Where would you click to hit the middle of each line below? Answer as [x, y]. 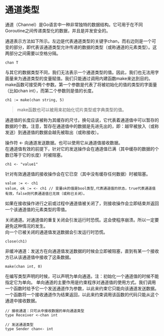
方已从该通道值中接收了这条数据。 [39, 257]
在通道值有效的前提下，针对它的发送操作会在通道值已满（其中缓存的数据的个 [82, 149]
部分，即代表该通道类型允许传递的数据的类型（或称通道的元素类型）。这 [85, 47]
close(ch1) [16, 241]
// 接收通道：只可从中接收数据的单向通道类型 [45, 311]
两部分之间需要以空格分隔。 [33, 53]
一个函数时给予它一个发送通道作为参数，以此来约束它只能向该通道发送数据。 [82, 288]
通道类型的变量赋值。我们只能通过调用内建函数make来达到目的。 [87, 78]
